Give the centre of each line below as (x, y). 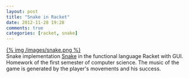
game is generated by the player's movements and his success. (84, 69)
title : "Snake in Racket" (38, 17)
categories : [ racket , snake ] (42, 33)
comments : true (25, 28)
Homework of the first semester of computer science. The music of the (93, 63)
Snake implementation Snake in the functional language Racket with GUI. (94, 56)
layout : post (22, 11)
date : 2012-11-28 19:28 (35, 22)
